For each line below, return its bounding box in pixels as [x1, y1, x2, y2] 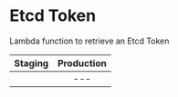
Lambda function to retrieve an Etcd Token [9, 35, 170, 46]
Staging [14, 56, 49, 69]
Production [58, 56, 107, 69]
